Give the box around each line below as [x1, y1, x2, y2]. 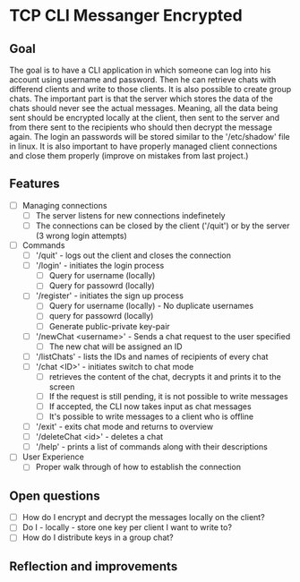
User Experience [21, 451, 85, 462]
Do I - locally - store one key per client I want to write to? [21, 522, 233, 533]
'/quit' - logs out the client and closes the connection [35, 250, 231, 261]
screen [48, 381, 75, 392]
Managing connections [21, 200, 107, 210]
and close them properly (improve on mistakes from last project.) [9, 150, 249, 161]
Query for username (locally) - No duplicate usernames [48, 301, 253, 312]
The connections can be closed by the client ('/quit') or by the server [35, 220, 290, 231]
